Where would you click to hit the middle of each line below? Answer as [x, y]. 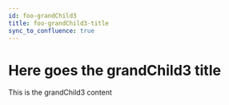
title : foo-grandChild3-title [59, 23]
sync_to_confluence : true [51, 30]
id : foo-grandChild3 [43, 16]
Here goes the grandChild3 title [115, 70]
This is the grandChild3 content [60, 92]
